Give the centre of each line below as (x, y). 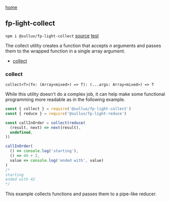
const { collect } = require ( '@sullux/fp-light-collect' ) (68, 109)
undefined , (21, 132)
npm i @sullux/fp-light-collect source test (52, 36)
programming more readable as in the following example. (65, 99)
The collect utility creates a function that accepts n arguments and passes (83, 45)
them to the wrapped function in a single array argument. (65, 51)
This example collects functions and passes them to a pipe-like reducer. (81, 194)
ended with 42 (20, 180)
